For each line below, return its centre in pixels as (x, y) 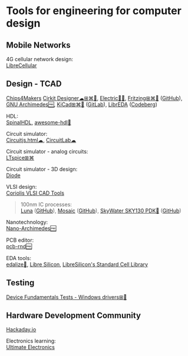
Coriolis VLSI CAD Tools (35, 193)
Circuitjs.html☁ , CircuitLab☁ (41, 140)
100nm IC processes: (46, 204)
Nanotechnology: (27, 222)
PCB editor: (20, 240)
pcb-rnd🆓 (19, 246)
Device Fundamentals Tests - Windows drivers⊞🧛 (67, 297)
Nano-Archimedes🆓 (31, 228)
